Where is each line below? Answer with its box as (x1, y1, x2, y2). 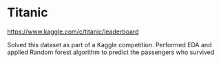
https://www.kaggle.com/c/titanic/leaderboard (7, 27, 139, 36)
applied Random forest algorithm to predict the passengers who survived (7, 48, 215, 56)
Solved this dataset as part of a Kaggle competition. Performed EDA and (7, 40, 212, 49)
